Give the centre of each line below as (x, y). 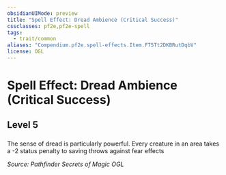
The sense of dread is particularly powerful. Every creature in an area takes (113, 144)
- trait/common (35, 39)
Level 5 (23, 125)
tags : (15, 32)
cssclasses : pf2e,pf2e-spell (48, 26)
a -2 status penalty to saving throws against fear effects (86, 151)
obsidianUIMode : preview (42, 13)
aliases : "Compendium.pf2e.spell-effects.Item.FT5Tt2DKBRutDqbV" (102, 45)
